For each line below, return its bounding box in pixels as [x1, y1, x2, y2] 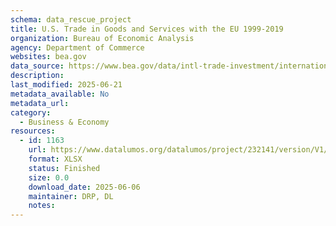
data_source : [10, 61, 65, 71]
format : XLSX [28, 154, 83, 164]
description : [10, 71, 65, 81]
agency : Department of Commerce [10, 42, 145, 53]
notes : [28, 201, 56, 211]
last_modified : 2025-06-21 [10, 80, 123, 90]
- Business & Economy [19, 117, 110, 127]
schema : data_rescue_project [10, 14, 132, 25]
